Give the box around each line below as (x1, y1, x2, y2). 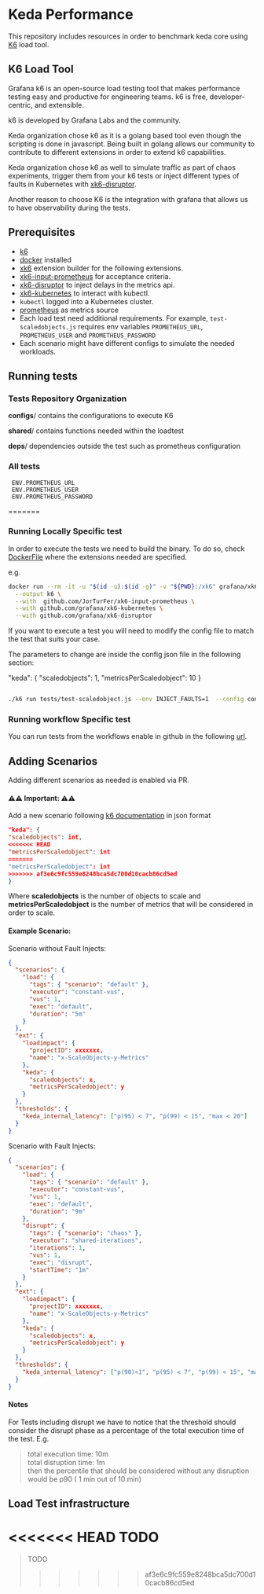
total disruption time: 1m (27, 1457, 105, 1467)
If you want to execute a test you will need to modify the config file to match (8, 626, 255, 636)
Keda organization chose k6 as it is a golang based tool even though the (8, 130, 242, 140)
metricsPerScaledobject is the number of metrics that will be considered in (8, 900, 254, 909)
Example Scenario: (8, 926, 71, 935)
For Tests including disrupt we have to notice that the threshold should (8, 1417, 236, 1427)
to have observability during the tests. (8, 203, 131, 212)
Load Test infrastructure (8, 1497, 130, 1511)
